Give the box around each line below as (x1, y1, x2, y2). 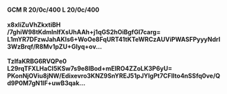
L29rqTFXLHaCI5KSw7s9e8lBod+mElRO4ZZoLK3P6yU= (7, 64, 173, 73)
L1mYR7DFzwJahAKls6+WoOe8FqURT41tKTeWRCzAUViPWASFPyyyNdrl (7, 35, 221, 44)
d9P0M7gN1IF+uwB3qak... (7, 79, 86, 87)
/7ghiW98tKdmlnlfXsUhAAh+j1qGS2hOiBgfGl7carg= (7, 28, 161, 36)
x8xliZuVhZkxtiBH (7, 21, 61, 29)
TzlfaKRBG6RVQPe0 (7, 57, 67, 65)
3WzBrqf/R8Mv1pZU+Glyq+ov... (7, 43, 102, 51)
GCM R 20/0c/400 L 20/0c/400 (7, 5, 99, 14)
